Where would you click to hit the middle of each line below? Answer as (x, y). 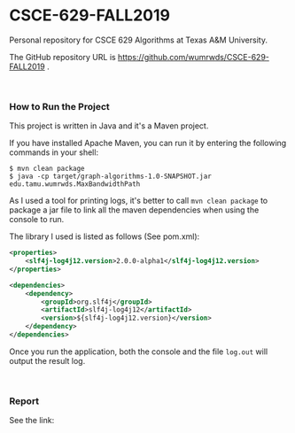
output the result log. (47, 360)
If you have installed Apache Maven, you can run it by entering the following (148, 143)
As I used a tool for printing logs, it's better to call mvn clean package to (139, 201)
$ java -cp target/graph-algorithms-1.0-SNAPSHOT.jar (111, 177)
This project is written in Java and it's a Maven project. (109, 126)
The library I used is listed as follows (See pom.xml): (105, 236)
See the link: (32, 421)
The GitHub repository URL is (63, 57)
